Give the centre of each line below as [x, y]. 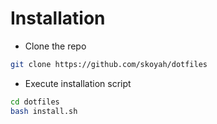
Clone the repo [55, 46]
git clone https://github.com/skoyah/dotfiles [109, 64]
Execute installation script [78, 83]
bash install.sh [44, 111]
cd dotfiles [35, 102]
